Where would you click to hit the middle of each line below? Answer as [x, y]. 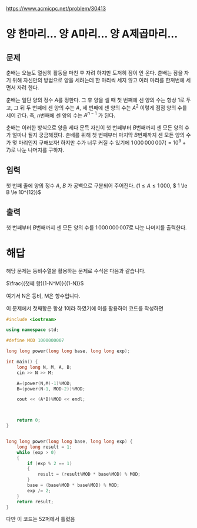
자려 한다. [28, 87]
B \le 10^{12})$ [24, 192]
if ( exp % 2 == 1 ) [50, 463]
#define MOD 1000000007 [35, 340]
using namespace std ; [33, 330]
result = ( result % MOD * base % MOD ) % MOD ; [89, 474]
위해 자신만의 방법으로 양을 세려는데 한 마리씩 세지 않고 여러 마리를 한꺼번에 [98, 80]
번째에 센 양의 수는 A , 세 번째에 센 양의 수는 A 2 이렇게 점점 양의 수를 [109, 107]
